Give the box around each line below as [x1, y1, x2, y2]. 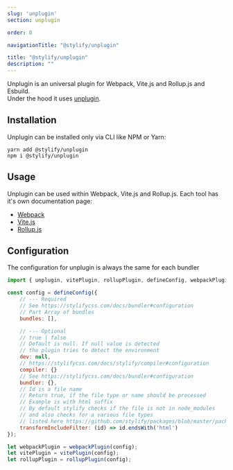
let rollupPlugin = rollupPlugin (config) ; [7, 456, 132, 463]
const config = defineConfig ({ [7, 289, 98, 297]
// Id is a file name [19, 385, 82, 392]
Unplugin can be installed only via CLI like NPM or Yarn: [7, 132, 166, 141]
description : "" [7, 60, 54, 68]
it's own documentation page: [7, 197, 92, 205]
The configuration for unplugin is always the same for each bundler [7, 263, 200, 272]
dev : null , [19, 354, 51, 360]
